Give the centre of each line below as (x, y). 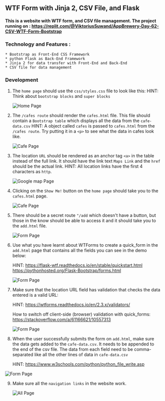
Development (22, 80)
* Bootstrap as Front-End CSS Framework (48, 55)
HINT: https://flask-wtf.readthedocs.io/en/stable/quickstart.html (77, 265)
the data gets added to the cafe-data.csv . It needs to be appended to (83, 344)
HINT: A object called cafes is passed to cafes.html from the (93, 126)
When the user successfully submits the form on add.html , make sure (83, 338)
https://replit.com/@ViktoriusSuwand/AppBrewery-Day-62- (95, 26)
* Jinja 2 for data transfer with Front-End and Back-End (66, 63)
